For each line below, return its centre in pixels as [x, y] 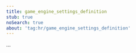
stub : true [20, 17]
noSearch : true [25, 22]
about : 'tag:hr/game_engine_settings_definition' [69, 28]
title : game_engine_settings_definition [57, 11]
